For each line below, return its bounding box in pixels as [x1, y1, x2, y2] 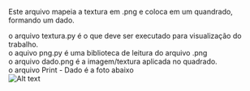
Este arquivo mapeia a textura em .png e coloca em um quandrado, [8, 7, 233, 16]
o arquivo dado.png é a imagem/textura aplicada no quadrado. [8, 56, 218, 66]
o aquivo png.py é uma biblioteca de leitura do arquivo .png [8, 48, 208, 57]
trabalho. [8, 39, 39, 49]
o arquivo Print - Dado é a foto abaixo [8, 65, 134, 75]
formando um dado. [8, 15, 75, 25]
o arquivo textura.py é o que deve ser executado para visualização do [8, 31, 242, 40]
